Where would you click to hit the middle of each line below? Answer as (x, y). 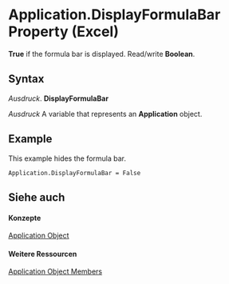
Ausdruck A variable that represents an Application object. (105, 114)
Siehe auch (37, 197)
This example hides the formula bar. (67, 158)
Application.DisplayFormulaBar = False (75, 173)
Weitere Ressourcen (43, 254)
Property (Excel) (64, 32)
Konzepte (25, 218)
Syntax (26, 79)
